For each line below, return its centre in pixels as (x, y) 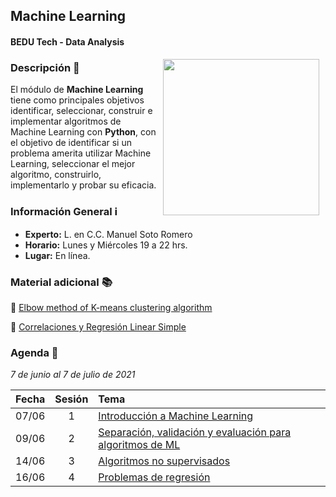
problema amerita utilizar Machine (81, 153)
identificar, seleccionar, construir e (81, 111)
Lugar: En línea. (57, 255)
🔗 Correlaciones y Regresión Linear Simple (98, 326)
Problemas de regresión (154, 477)
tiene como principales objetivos (77, 100)
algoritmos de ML (139, 445)
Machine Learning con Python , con (83, 132)
